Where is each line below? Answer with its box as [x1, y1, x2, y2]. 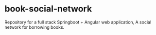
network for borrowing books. [4, 24, 65, 30]
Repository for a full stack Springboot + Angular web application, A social [4, 19, 152, 25]
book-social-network [4, 3, 92, 14]
